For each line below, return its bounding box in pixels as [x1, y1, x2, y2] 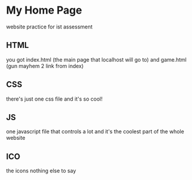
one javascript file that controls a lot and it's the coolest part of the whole [6, 128, 184, 135]
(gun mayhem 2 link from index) [6, 62, 84, 69]
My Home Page [6, 4, 83, 17]
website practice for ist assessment [6, 23, 93, 30]
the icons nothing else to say [6, 167, 76, 175]
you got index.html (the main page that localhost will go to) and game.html [6, 56, 187, 63]
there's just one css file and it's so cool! [6, 95, 103, 102]
